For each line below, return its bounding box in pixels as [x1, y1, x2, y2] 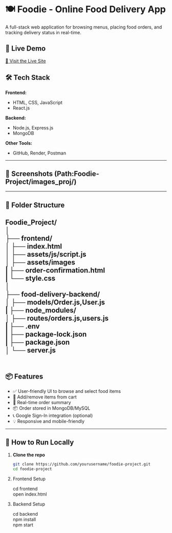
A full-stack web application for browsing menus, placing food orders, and [5, 24, 162, 30]
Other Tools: [5, 140, 32, 146]
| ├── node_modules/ [5, 306, 77, 315]
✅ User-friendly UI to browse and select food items [12, 388, 121, 394]
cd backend [12, 510, 38, 517]
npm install [12, 516, 36, 522]
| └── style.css [5, 274, 56, 283]
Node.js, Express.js [12, 124, 54, 130]
